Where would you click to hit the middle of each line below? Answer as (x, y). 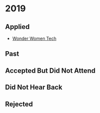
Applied (17, 27)
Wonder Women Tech (34, 38)
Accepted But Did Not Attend (50, 71)
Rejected (19, 104)
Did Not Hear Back (34, 87)
